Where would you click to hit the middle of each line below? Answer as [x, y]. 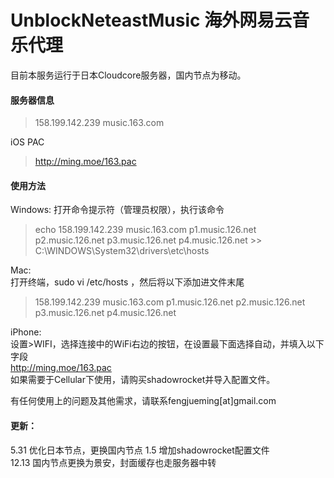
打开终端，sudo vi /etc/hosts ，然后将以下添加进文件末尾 [127, 282]
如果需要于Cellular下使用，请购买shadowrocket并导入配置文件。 [143, 380]
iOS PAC [27, 142]
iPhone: [26, 332]
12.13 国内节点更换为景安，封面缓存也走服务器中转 [113, 462]
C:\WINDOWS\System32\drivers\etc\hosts [122, 251]
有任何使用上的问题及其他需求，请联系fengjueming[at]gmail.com [143, 401]
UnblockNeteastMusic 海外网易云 [151, 20]
